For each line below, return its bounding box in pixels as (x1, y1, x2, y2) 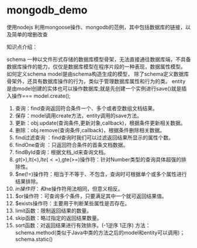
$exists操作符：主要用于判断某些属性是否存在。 (15, 199, 130, 206)
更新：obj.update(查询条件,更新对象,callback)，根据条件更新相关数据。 (15, 119, 186, 126)
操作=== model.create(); (11, 92, 71, 99)
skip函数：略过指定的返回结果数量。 (15, 214, 102, 221)
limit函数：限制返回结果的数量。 (15, 207, 92, 214)
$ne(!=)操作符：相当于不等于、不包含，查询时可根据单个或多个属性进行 (15, 170, 187, 177)
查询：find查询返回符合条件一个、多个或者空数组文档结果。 (15, 105, 158, 112)
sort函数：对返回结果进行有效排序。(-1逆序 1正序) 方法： (15, 222, 151, 229)
